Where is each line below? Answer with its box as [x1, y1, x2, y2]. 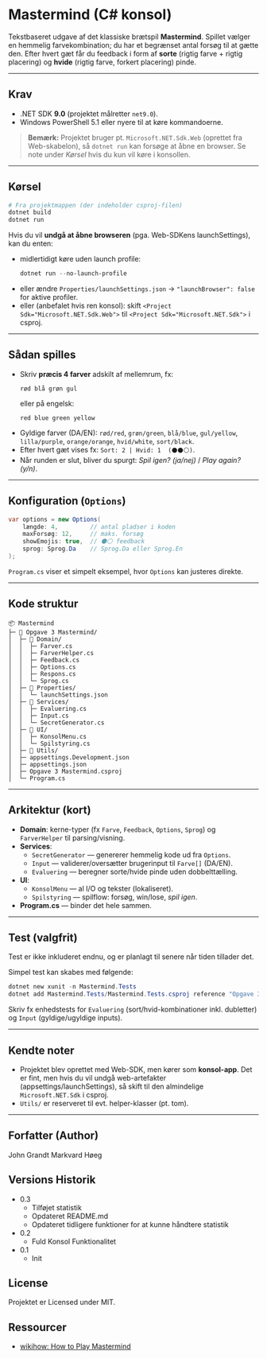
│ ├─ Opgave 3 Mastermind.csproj [8, 767, 123, 775]
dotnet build [8, 208, 52, 216]
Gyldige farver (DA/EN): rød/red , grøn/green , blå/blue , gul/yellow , [19, 428, 238, 437]
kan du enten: [8, 239, 53, 248]
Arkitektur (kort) [8, 803, 91, 817]
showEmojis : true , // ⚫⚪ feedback [22, 538, 145, 546]
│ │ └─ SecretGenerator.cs [8, 718, 105, 727]
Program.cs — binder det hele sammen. [19, 900, 153, 910]
